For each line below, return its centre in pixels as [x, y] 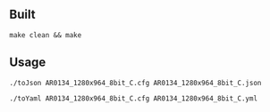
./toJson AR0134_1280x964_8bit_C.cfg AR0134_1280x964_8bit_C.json [135, 83]
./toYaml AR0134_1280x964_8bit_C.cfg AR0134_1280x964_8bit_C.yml [133, 98]
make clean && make [46, 35]
